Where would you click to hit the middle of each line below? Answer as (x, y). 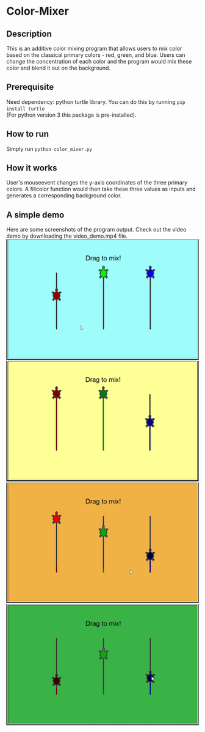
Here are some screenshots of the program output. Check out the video (96, 230)
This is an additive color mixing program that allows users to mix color (94, 48)
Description (29, 34)
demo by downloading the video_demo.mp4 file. (67, 236)
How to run (28, 134)
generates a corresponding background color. (64, 196)
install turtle (26, 109)
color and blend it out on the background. (59, 68)
